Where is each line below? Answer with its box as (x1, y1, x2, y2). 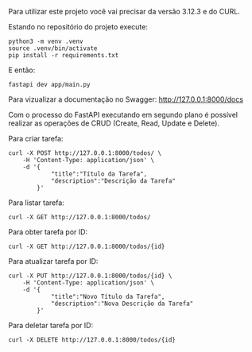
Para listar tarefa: (8, 198, 65, 207)
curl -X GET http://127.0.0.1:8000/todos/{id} (8, 242, 165, 250)
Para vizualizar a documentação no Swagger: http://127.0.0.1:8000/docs (8, 95, 244, 104)
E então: (8, 65, 36, 75)
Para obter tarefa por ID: (8, 227, 88, 237)
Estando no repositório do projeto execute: (8, 22, 149, 31)
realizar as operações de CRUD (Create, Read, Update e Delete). (8, 118, 220, 128)
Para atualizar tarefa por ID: (8, 257, 99, 265)
